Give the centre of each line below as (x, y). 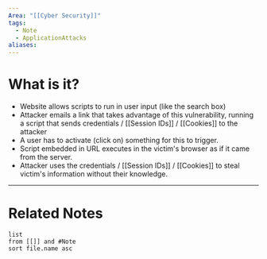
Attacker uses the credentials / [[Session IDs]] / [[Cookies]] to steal (130, 166)
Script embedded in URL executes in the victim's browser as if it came (135, 149)
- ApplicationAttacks (51, 38)
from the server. (46, 157)
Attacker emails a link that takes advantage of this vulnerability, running (137, 115)
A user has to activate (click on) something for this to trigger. (119, 141)
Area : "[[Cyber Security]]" (55, 15)
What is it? (44, 85)
